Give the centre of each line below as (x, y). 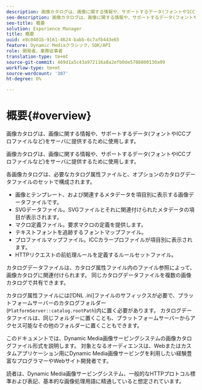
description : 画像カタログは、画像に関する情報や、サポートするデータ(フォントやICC (101, 12)
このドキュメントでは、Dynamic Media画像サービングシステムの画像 (91, 338)
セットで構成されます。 (66, 182)
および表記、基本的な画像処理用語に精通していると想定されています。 (98, 381)
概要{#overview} (49, 116)
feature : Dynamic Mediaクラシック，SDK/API (59, 46)
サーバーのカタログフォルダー (69, 303)
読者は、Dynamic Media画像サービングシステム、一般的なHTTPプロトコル (98, 374)
